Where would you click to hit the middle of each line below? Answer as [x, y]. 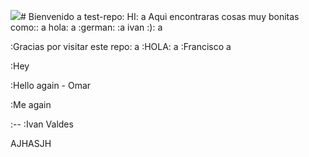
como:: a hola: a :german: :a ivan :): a [86, 27]
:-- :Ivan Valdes [42, 124]
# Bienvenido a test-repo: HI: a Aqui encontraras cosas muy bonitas [160, 16]
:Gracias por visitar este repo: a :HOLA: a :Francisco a [121, 46]
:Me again [31, 104]
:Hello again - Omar [51, 85]
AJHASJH [31, 143]
